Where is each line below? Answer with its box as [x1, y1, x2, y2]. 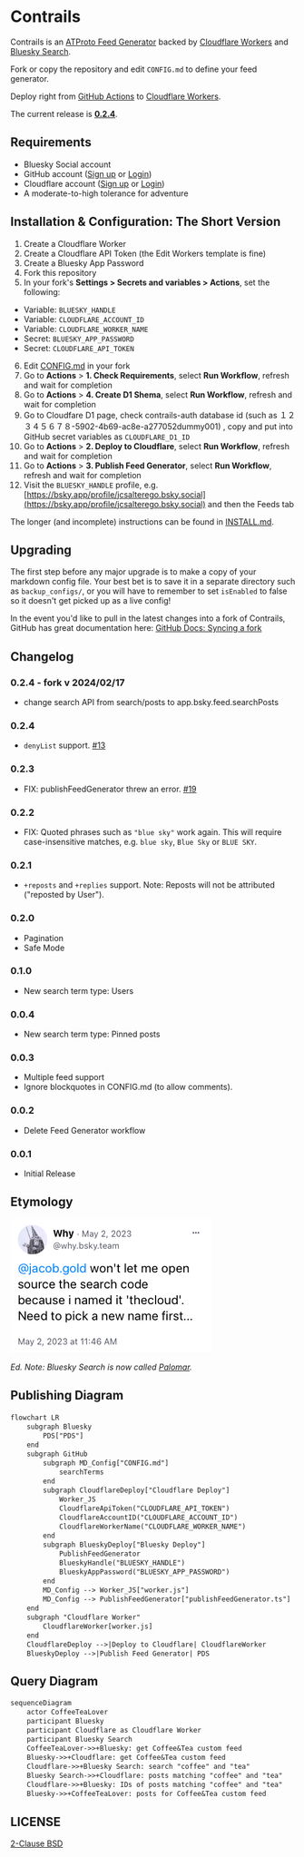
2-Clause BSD [10, 1838, 64, 1849]
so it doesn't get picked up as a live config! [10, 595, 172, 606]
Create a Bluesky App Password [23, 257, 144, 269]
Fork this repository [23, 267, 97, 278]
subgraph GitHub [26, 1449, 89, 1459]
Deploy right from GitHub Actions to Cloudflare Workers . [10, 91, 221, 102]
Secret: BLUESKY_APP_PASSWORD [23, 333, 134, 344]
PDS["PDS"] [43, 1431, 84, 1440]
